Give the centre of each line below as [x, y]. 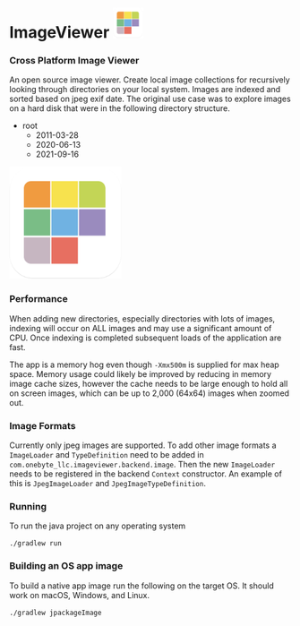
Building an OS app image [66, 566]
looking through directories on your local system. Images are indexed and [145, 90]
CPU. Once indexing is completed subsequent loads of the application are [146, 338]
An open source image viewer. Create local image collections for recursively [150, 80]
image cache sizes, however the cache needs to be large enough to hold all [149, 383]
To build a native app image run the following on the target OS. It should [142, 586]
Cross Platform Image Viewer [74, 61]
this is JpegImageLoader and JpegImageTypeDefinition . [107, 484]
